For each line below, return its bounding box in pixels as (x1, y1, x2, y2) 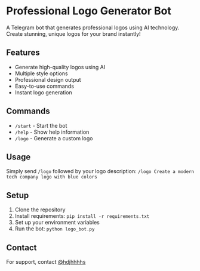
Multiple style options (14, 70, 69, 77)
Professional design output (14, 76, 82, 83)
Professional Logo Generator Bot (6, 4, 171, 18)
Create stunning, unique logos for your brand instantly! (6, 30, 141, 37)
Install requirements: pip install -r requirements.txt (14, 213, 150, 220)
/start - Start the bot (14, 122, 67, 129)
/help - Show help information (14, 128, 90, 135)
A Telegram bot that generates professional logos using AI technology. (6, 24, 180, 31)
